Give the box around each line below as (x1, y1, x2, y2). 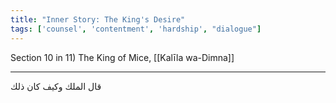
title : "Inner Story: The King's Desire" (10, 14, 186, 25)
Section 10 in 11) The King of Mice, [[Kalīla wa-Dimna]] (10, 51, 235, 63)
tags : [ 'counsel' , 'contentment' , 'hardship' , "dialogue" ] (10, 24, 262, 34)
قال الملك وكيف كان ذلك (10, 80, 102, 92)
